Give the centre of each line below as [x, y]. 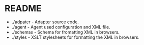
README [23, 8]
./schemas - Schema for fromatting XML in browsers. [66, 32]
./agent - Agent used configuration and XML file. [61, 27]
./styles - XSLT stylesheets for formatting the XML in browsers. [75, 37]
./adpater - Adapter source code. [45, 22]
